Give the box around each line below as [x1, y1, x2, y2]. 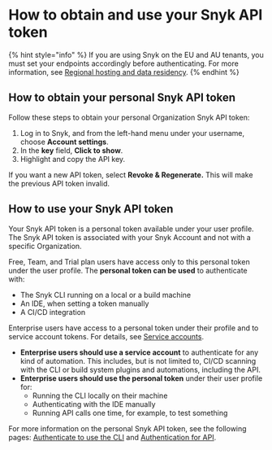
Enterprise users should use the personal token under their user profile [19, 373, 263, 383]
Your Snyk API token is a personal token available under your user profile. [8, 224, 254, 234]
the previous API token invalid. [8, 178, 110, 188]
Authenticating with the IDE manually [32, 399, 156, 408]
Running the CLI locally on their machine [32, 391, 168, 400]
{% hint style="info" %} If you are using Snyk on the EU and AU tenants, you [8, 50, 264, 59]
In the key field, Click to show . [19, 145, 123, 155]
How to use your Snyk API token [8, 202, 174, 216]
